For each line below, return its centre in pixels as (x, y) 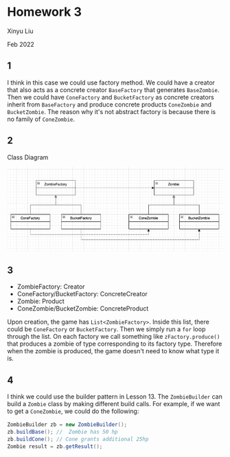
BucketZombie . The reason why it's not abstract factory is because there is (112, 111)
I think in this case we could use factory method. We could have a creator (111, 82)
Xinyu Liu (20, 31)
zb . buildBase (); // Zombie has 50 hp (62, 432)
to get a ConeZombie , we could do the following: (73, 411)
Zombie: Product (41, 301)
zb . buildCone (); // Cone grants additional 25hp (78, 439)
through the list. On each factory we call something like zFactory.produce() (114, 337)
